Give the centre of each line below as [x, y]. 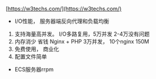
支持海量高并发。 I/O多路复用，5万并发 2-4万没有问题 [82, 34]
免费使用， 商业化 [37, 49]
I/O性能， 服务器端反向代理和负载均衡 [62, 21]
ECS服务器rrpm [34, 69]
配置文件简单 [30, 56]
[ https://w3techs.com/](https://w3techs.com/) [64, 9]
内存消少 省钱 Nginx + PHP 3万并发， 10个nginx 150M [82, 41]
